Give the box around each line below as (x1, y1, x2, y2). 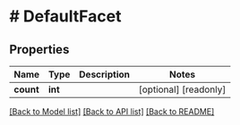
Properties (9, 42, 70, 57)
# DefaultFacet (9, 6, 122, 27)
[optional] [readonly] (138, 83, 227, 96)
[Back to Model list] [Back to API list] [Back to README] (9, 106, 215, 117)
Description (79, 69, 130, 80)
